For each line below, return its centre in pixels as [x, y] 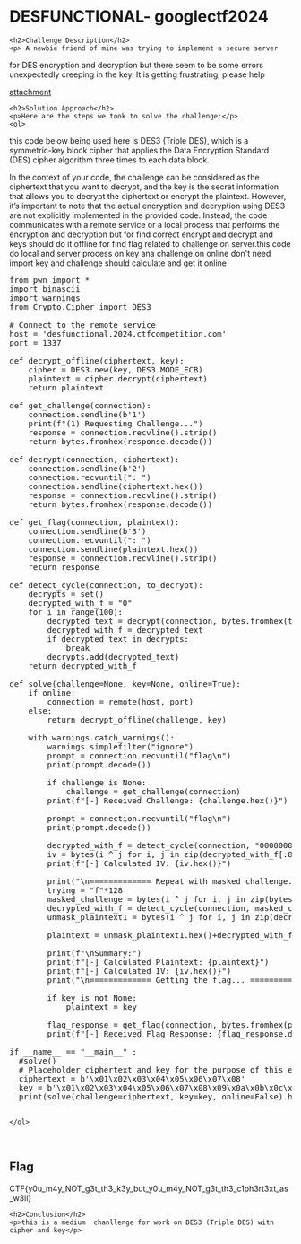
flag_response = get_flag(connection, [132, 1025]
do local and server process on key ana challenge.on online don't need [140, 253]
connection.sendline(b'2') [87, 468]
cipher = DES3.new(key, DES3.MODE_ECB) [116, 369]
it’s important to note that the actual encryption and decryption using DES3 [147, 206]
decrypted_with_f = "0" [80, 603]
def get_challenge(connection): [80, 405]
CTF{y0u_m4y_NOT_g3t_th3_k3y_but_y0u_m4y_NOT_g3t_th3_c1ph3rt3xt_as [149, 1188]
